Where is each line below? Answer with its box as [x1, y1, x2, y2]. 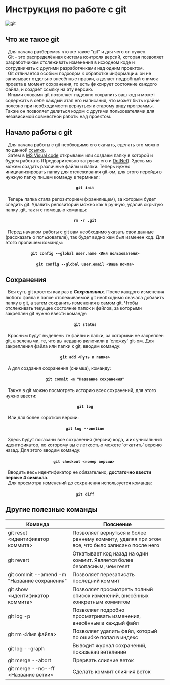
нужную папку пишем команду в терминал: [5, 174, 100, 180]
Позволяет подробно [72, 606, 125, 613]
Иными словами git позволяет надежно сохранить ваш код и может [7, 91, 155, 97]
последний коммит [72, 577, 120, 584]
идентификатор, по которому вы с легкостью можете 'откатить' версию [5, 442, 162, 448]
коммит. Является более [72, 556, 134, 563]
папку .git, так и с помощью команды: [5, 207, 88, 213]
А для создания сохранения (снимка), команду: [7, 365, 111, 371]
